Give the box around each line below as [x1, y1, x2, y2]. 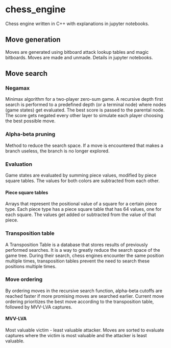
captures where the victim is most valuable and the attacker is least [5, 333, 147, 339]
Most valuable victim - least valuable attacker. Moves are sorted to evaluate [5, 327, 164, 333]
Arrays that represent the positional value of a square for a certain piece [5, 201, 157, 207]
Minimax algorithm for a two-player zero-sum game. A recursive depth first [5, 96, 163, 102]
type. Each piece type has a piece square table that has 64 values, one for [5, 206, 162, 212]
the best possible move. [5, 118, 56, 124]
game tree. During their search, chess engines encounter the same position [5, 252, 164, 258]
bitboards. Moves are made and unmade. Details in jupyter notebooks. [5, 54, 153, 60]
